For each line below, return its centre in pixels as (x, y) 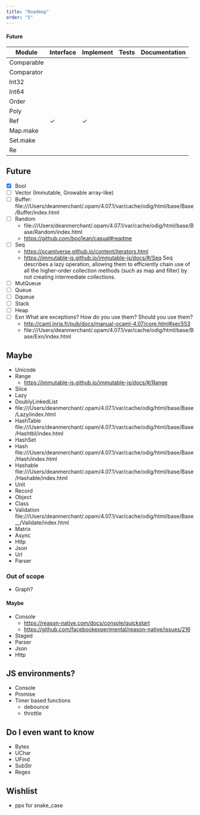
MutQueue (28, 283)
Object (23, 497)
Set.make (22, 140)
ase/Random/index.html (53, 232)
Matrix (23, 529)
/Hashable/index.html (41, 478)
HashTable (28, 421)
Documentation (163, 52)
